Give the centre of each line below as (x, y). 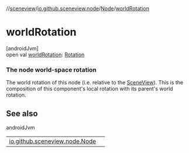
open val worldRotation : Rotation (45, 55)
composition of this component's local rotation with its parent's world (90, 89)
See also (22, 113)
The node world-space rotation (51, 70)
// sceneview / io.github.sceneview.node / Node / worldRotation (78, 8)
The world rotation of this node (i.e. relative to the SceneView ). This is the (95, 83)
